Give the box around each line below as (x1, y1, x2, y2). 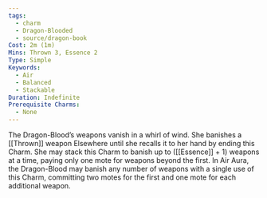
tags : (8, 11, 26, 20)
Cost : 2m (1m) (8, 42, 56, 49)
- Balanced (15, 78, 52, 86)
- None (15, 109, 37, 117)
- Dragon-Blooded (15, 26, 73, 34)
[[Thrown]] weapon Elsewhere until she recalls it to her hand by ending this (8, 139, 255, 148)
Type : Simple (8, 57, 52, 65)
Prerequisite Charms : (8, 101, 80, 109)
